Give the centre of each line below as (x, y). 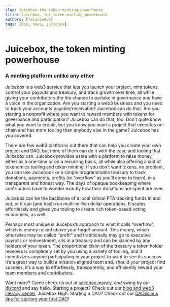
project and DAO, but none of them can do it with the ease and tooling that (83, 151)
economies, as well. (26, 214)
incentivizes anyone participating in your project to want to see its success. (84, 256)
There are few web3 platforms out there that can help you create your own (83, 145)
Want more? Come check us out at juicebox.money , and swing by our (78, 283)
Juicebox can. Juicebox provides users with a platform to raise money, (79, 156)
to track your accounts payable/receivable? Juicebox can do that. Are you (82, 108)
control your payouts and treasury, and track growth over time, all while (80, 92)
